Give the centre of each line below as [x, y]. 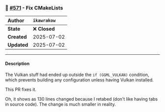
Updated [18, 45]
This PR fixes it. [21, 89]
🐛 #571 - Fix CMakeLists [34, 8]
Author [16, 21]
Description [17, 63]
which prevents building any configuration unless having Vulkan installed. [79, 80]
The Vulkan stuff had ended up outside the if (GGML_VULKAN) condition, [77, 75]
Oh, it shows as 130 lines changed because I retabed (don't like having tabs [82, 99]
